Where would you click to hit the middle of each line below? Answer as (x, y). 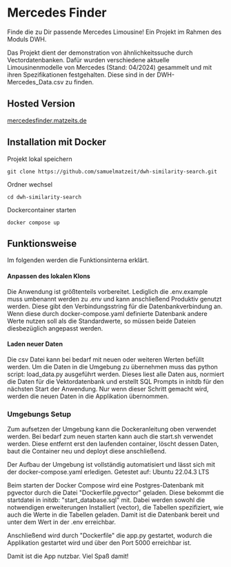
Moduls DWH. (27, 39)
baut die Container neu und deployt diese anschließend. (87, 452)
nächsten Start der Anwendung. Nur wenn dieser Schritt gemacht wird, (108, 389)
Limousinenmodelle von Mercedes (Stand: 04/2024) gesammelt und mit (110, 67)
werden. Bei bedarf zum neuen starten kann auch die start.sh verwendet (110, 436)
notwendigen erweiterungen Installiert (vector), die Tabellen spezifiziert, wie (115, 508)
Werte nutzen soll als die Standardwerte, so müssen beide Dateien (102, 321)
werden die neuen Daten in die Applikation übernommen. (88, 396)
